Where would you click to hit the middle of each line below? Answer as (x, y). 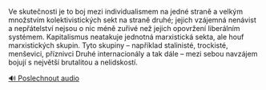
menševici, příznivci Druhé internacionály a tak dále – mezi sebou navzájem (133, 54)
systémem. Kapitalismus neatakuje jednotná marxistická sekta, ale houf (126, 37)
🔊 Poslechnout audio (44, 78)
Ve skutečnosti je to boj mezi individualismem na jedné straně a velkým (126, 12)
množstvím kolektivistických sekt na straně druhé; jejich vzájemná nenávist (132, 20)
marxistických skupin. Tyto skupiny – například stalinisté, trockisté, (118, 45)
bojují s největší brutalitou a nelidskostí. (73, 62)
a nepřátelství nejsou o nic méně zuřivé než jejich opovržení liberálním (124, 28)
